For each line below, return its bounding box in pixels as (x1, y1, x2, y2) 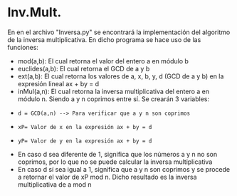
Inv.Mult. (7, 4, 62, 21)
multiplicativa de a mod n (17, 180, 92, 189)
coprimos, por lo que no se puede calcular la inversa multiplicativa (17, 158, 213, 166)
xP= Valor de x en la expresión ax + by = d (17, 123, 152, 130)
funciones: (7, 43, 39, 51)
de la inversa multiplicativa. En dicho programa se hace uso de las (7, 35, 201, 43)
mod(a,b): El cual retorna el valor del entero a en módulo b (17, 56, 189, 65)
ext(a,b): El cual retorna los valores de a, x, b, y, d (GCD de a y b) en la (17, 72, 224, 81)
